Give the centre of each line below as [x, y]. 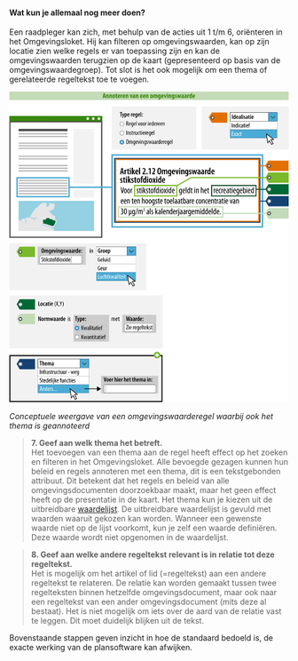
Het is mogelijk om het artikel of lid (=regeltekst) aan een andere [149, 574]
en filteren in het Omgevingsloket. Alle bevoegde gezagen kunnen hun [159, 462]
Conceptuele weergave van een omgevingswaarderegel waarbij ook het [141, 417]
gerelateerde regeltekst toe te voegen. [79, 79]
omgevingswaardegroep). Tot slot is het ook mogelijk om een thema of [138, 70]
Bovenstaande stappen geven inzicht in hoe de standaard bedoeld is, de [141, 638]
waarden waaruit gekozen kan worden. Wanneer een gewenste [146, 519]
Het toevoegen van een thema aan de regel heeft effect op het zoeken [159, 452]
